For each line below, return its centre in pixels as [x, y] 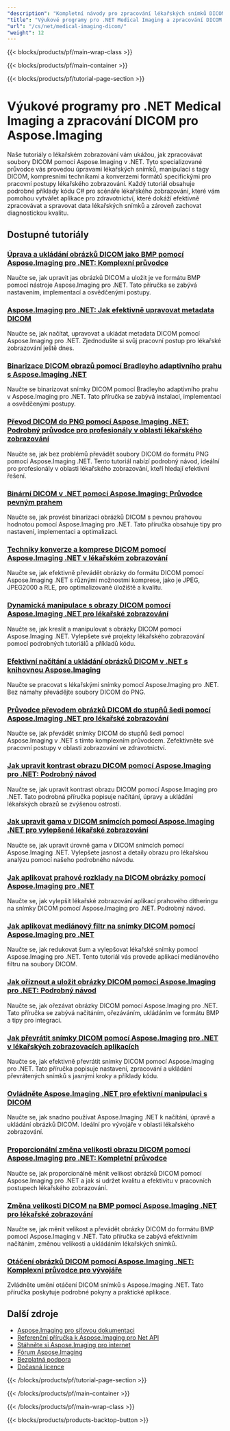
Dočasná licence [41, 1367]
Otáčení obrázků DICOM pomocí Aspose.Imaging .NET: [101, 1261]
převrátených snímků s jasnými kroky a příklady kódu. [83, 1076]
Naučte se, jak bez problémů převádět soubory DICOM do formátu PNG [108, 454]
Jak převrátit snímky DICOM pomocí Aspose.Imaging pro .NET [113, 1038]
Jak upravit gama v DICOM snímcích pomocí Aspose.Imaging [111, 822]
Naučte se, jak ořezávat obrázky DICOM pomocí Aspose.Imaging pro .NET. [113, 1005]
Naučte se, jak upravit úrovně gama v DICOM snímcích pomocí [95, 845]
